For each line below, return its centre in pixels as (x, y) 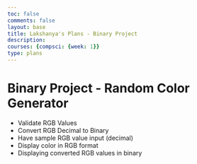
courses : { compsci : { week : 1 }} (54, 47)
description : (27, 40)
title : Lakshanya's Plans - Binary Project (73, 34)
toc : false (23, 14)
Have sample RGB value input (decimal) (75, 138)
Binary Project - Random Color (98, 88)
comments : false (31, 20)
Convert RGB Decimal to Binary (63, 130)
